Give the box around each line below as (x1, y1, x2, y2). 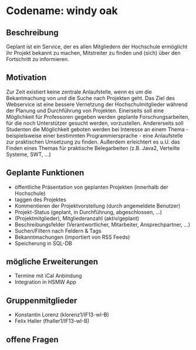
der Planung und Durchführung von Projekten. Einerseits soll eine (6, 107, 164, 114)
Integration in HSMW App (14, 278, 76, 286)
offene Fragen (6, 334, 59, 345)
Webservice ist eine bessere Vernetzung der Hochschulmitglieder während (6, 101, 188, 108)
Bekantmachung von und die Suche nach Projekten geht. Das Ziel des (6, 94, 175, 101)
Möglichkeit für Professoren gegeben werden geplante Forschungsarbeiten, (6, 113, 190, 120)
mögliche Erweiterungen (6, 257, 99, 267)
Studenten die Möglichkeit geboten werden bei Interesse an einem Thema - (6, 125, 189, 133)
